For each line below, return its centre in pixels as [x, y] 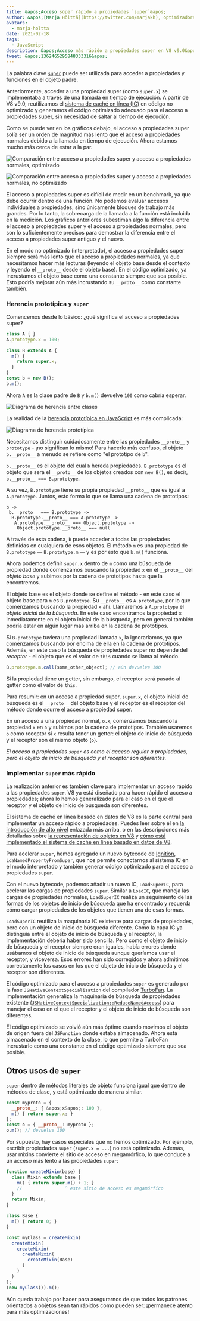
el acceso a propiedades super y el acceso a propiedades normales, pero [96, 226]
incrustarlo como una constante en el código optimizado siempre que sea [96, 1046]
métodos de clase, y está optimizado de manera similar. [74, 1091]
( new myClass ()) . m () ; [33, 1288]
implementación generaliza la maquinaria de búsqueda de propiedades [93, 996]
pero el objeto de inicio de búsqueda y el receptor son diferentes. [86, 758]
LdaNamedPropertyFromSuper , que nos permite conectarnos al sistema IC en [97, 860]
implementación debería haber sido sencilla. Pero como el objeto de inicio [97, 940]
